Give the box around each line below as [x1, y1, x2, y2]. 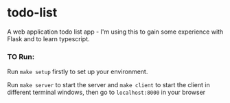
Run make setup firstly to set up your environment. [7, 67, 148, 76]
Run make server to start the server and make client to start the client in [7, 81, 211, 89]
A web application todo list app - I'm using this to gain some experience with [7, 27, 224, 36]
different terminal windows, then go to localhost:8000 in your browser [7, 88, 206, 97]
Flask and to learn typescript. [7, 34, 91, 43]
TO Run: [7, 51, 35, 61]
